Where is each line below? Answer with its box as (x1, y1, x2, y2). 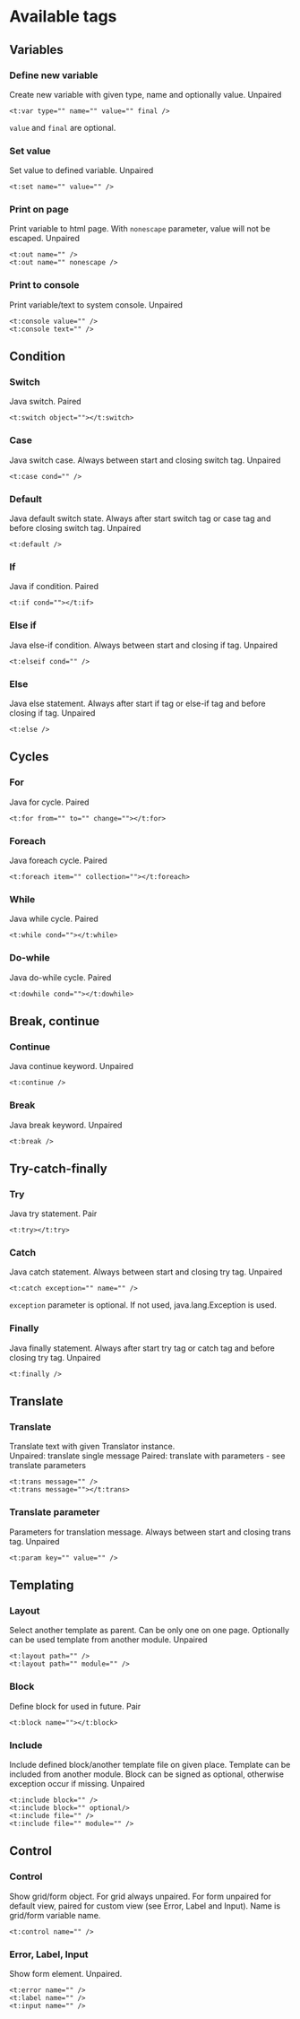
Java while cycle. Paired (9, 913, 99, 925)
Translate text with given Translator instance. (9, 1441, 176, 1452)
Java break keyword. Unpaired (9, 1119, 123, 1130)
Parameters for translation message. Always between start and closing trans (9, 1527, 291, 1537)
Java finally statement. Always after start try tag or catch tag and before (9, 1343, 275, 1353)
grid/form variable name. (9, 1910, 101, 1920)
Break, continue (9, 1014, 100, 1029)
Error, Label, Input (9, 1948, 89, 1961)
